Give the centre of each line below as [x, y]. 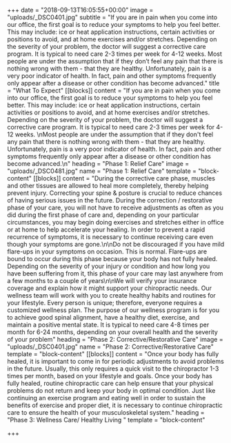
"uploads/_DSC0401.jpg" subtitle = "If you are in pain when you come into [112, 17]
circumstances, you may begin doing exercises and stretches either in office [115, 222]
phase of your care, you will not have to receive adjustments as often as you [115, 207]
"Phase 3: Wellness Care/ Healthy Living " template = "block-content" [106, 420]
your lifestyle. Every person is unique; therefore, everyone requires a [105, 303]
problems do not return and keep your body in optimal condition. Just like [111, 391]
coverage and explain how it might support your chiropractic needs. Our [110, 288]
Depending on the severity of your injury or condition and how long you [109, 266]
